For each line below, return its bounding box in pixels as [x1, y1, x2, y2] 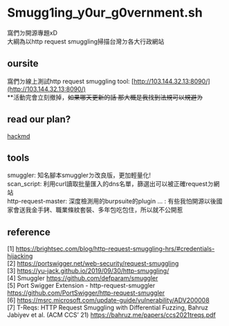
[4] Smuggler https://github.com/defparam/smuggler [7, 274, 158, 282]
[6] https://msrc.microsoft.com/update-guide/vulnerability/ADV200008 [7, 296, 210, 305]
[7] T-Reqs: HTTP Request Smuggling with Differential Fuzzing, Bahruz [7, 303, 209, 312]
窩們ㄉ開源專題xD [7, 28, 57, 37]
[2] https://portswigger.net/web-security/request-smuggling [7, 260, 179, 268]
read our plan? [7, 114, 71, 125]
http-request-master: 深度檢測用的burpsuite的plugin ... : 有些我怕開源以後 [7, 197, 217, 206]
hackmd [7, 132, 30, 140]
